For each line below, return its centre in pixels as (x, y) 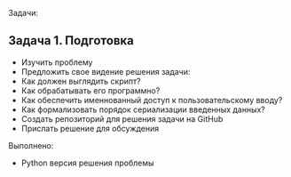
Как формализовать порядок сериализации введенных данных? (143, 109)
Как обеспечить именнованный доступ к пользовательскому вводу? (152, 100)
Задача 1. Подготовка (71, 40)
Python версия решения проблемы (87, 163)
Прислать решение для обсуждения (90, 128)
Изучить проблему (57, 62)
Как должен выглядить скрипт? (81, 81)
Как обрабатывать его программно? (90, 90)
